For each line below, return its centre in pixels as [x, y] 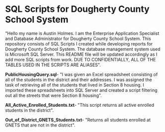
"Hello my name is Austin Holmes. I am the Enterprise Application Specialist [82, 33]
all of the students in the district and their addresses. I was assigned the [79, 80]
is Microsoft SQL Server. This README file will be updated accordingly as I [81, 54]
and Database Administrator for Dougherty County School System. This [78, 39]
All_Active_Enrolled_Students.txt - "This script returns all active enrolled [80, 105]
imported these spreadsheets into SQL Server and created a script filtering [81, 90]
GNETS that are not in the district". [40, 125]
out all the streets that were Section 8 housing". [54, 95]
